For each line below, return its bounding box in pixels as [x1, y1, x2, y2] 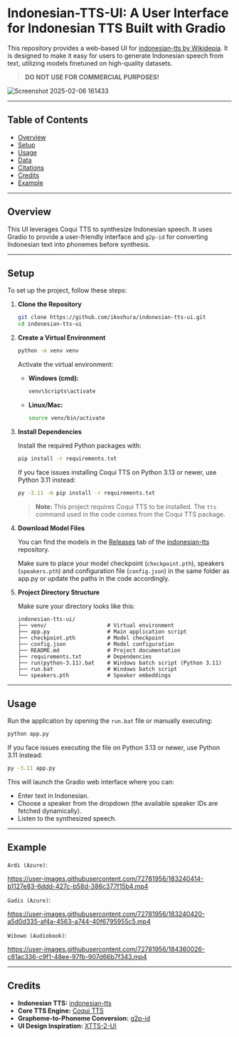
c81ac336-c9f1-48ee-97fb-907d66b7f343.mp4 [7, 952, 147, 961]
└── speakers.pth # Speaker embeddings [17, 672, 171, 679]
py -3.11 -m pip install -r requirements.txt [17, 489, 155, 497]
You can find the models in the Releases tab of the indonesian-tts [17, 537, 210, 546]
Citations [17, 163, 44, 172]
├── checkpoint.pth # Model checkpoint [17, 634, 165, 642]
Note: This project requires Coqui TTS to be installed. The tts [35, 502, 217, 511]
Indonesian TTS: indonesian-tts [17, 998, 112, 1007]
